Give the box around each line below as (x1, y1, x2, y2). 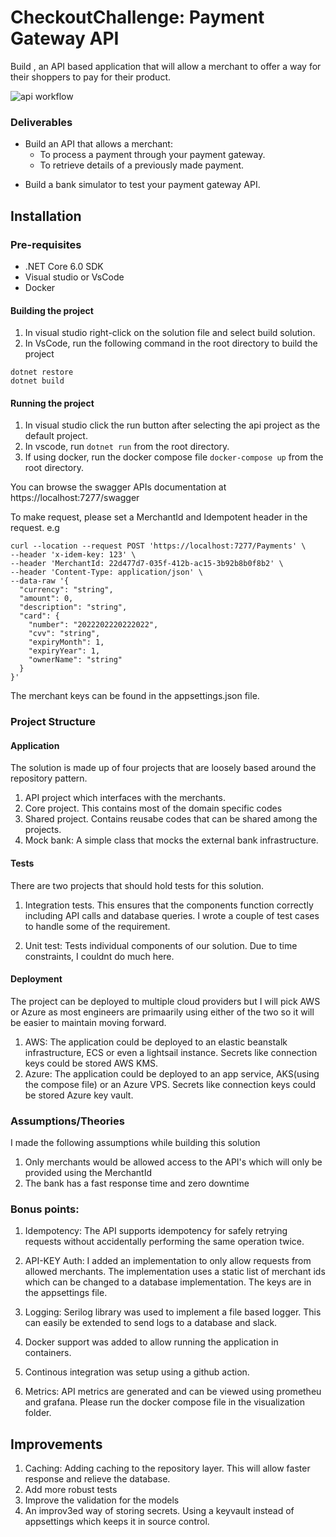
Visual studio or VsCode (24, 271, 125, 283)
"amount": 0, (19, 594, 74, 604)
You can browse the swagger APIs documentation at (10, 481, 227, 493)
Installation (10, 207, 82, 225)
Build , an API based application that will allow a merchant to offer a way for (10, 60, 322, 72)
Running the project (10, 397, 95, 409)
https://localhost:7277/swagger (10, 492, 140, 504)
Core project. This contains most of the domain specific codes (24, 802, 283, 815)
